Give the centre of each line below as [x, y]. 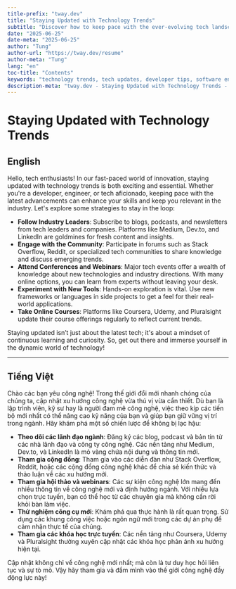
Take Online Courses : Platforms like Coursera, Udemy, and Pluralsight [119, 312]
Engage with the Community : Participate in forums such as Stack [113, 244]
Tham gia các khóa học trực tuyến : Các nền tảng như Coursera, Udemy [122, 534]
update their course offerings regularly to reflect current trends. [110, 319]
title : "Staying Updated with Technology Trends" [81, 20]
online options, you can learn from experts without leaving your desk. [118, 281]
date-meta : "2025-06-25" [44, 40]
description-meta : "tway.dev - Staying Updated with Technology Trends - [118, 86]
